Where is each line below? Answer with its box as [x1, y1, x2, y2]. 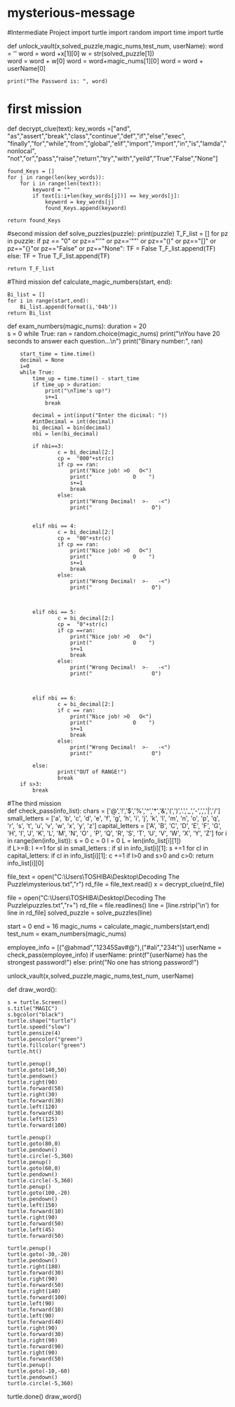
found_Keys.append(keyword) [44, 204, 128, 211]
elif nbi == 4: [32, 522, 77, 530]
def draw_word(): [7, 985, 58, 993]
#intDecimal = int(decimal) [32, 418, 114, 425]
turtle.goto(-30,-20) [7, 1250, 71, 1258]
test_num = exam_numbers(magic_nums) [7, 929, 127, 938]
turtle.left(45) [7, 1226, 55, 1233]
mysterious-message [7, 5, 135, 21]
